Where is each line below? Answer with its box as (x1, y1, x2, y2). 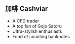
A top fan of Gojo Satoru (12, 23, 62, 29)
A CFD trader (12, 18, 39, 23)
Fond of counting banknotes (12, 33, 70, 39)
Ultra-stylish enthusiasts (12, 28, 62, 34)
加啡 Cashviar (5, 4, 48, 13)
